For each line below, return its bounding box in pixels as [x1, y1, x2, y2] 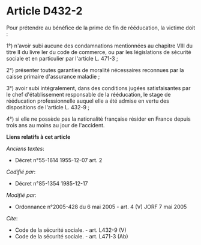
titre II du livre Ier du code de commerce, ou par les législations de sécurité [6, 48, 191, 55]
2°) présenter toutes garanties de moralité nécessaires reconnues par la [6, 66, 184, 73]
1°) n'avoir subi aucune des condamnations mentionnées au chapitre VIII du [6, 42, 193, 49]
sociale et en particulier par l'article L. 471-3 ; [6, 55, 118, 62]
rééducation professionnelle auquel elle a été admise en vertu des [6, 97, 170, 104]
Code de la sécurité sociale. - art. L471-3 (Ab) [14, 232, 128, 240]
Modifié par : [6, 191, 37, 199]
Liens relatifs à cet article [6, 133, 71, 141]
